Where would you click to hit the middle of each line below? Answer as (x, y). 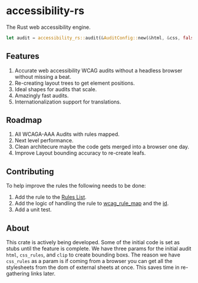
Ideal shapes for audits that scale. (56, 89)
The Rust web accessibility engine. (48, 27)
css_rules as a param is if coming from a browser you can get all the (89, 261)
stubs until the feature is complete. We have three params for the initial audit (99, 249)
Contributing (30, 172)
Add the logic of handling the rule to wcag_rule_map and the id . (92, 204)
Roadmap (24, 120)
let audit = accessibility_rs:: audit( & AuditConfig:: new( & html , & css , (93, 38)
